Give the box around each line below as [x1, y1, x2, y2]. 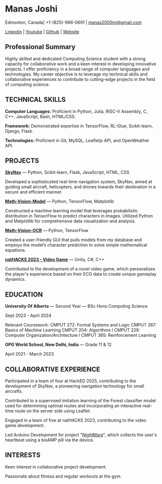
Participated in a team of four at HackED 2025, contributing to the [5, 378, 136, 384]
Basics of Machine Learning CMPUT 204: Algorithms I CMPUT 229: [5, 327, 140, 333]
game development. [5, 422, 45, 428]
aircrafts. [5, 389, 23, 394]
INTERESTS [5, 451, 41, 459]
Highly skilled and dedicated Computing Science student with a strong [5, 56, 146, 62]
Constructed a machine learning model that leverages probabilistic [5, 208, 138, 214]
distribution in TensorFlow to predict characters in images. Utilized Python [5, 213, 153, 219]
